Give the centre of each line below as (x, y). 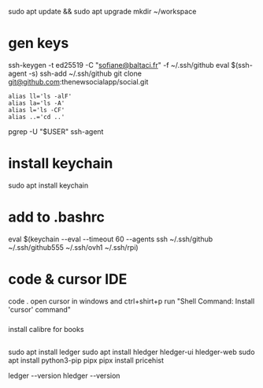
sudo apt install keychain (48, 185)
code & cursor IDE (68, 279)
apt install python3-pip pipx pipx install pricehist (86, 360)
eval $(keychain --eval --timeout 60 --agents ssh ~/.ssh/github (111, 239)
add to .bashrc (56, 217)
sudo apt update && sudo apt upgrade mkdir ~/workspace (102, 11)
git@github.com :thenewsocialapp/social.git (78, 81)
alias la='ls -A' (37, 103)
